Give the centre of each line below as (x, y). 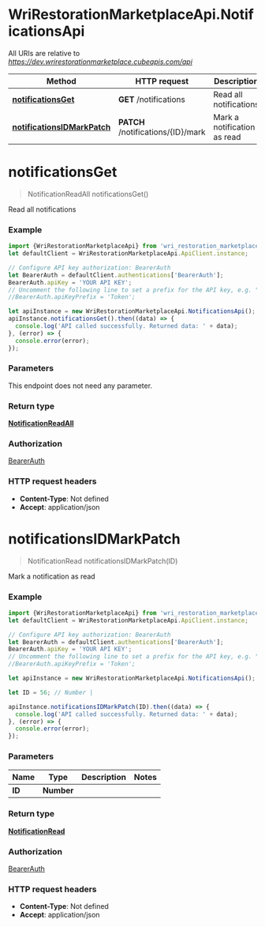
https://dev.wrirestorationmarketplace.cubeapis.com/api (101, 62)
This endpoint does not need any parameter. (80, 386)
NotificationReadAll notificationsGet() (88, 194)
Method (61, 81)
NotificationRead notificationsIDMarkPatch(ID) (103, 561)
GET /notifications (151, 99)
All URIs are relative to (44, 53)
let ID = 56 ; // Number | (50, 692)
